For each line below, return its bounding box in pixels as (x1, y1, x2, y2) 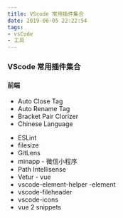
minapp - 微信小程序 (17, 157, 78, 166)
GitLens (17, 149, 41, 157)
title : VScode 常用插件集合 (7, 10, 84, 18)
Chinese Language (17, 120, 73, 128)
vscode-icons (17, 195, 59, 204)
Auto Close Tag (17, 97, 63, 105)
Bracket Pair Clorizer (17, 112, 79, 121)
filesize (17, 141, 39, 150)
